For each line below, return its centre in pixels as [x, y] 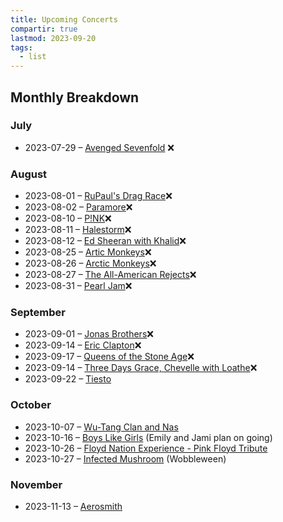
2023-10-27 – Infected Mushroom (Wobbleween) [125, 458]
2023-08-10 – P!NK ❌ [68, 218]
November [36, 484]
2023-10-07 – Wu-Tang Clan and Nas [101, 427]
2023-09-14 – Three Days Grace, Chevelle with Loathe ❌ [141, 368]
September [38, 313]
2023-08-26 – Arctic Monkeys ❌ [90, 263]
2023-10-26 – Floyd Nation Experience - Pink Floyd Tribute [146, 448]
